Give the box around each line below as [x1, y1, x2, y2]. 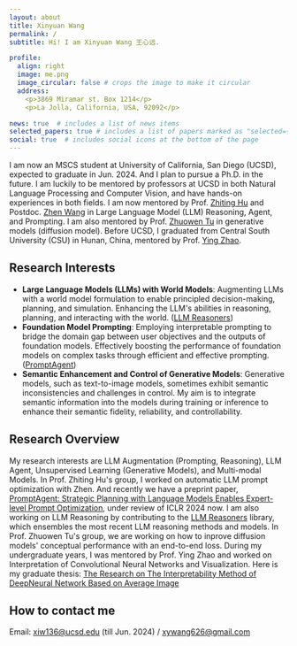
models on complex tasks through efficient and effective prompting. [21, 350, 270, 360]
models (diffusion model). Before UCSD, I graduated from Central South [9, 226, 270, 235]
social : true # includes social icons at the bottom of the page [9, 135, 259, 144]
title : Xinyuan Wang [9, 21, 86, 30]
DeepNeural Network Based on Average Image [9, 577, 179, 588]
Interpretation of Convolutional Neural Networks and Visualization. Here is [9, 558, 278, 569]
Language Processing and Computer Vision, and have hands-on [9, 188, 243, 198]
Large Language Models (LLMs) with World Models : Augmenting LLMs [21, 284, 285, 295]
